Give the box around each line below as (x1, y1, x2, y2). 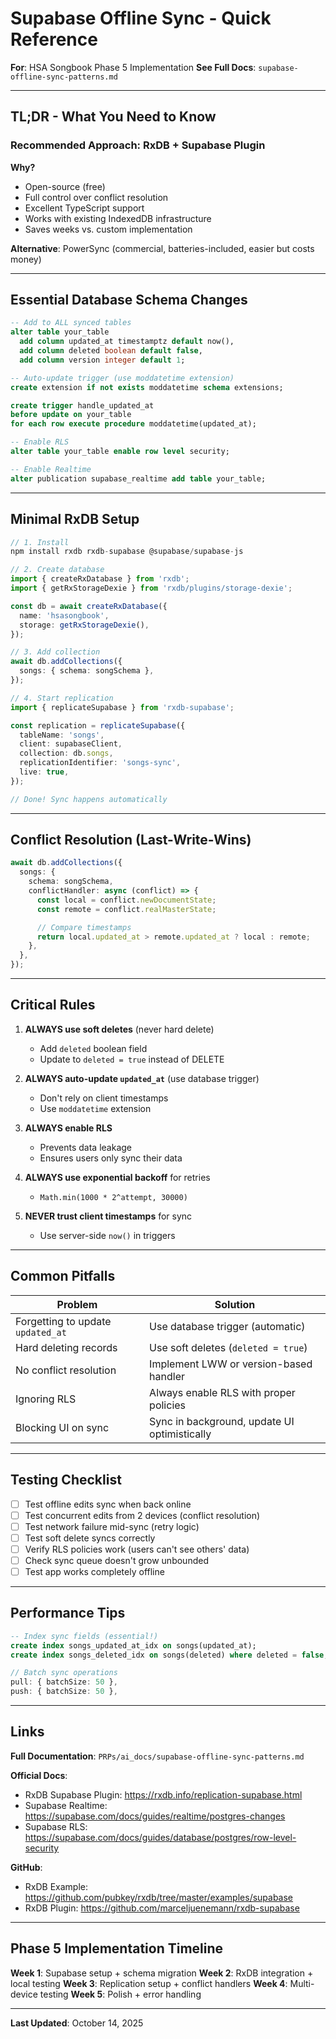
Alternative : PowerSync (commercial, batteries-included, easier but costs (10, 242, 315, 254)
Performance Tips (10, 1605, 126, 1622)
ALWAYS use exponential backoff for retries (24, 1171, 211, 1183)
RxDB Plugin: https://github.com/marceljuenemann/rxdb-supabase (24, 1902, 300, 1914)
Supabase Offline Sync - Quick (10, 7, 272, 30)
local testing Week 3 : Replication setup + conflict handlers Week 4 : (10, 1977, 288, 1989)
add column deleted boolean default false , (19, 346, 203, 356)
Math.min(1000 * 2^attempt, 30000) (39, 1192, 188, 1202)
